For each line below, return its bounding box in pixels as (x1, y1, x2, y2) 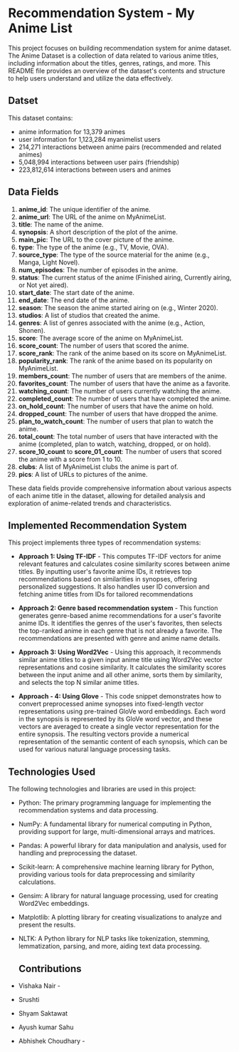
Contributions (18, 962, 82, 974)
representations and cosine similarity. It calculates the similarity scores (18, 663, 226, 671)
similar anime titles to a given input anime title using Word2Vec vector (18, 656, 223, 664)
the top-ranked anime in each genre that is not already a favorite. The (18, 626, 223, 635)
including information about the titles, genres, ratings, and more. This (8, 58, 211, 67)
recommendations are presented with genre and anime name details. (18, 634, 221, 643)
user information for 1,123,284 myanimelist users (18, 135, 161, 143)
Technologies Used (8, 765, 95, 778)
